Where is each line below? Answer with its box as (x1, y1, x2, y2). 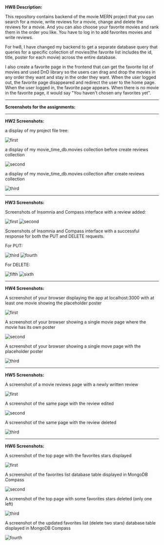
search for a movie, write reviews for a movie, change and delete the (5, 19, 143, 25)
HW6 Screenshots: (5, 443, 45, 449)
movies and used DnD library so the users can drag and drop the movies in (5, 69, 156, 75)
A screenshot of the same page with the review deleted (5, 420, 117, 425)
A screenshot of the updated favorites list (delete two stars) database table (5, 520, 156, 526)
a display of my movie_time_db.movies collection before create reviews (5, 147, 148, 152)
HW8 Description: (5, 4, 42, 10)
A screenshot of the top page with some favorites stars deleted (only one (5, 496, 152, 501)
